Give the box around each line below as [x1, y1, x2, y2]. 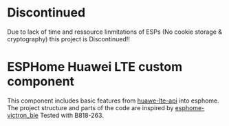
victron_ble [7, 111, 39, 119]
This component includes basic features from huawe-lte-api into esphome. [7, 96, 220, 105]
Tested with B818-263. [40, 111, 105, 119]
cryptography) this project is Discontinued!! [7, 34, 131, 43]
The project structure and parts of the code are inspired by [7, 103, 174, 112]
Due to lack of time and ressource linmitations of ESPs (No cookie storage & [7, 28, 222, 36]
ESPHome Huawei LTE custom [7, 59, 183, 75]
